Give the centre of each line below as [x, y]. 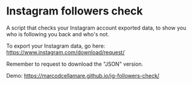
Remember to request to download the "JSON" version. [75, 64]
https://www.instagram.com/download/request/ [66, 52]
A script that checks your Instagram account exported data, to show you [96, 28]
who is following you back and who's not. [58, 34]
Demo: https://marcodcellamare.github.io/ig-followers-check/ [83, 75]
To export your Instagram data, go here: [56, 46]
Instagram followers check [75, 11]
